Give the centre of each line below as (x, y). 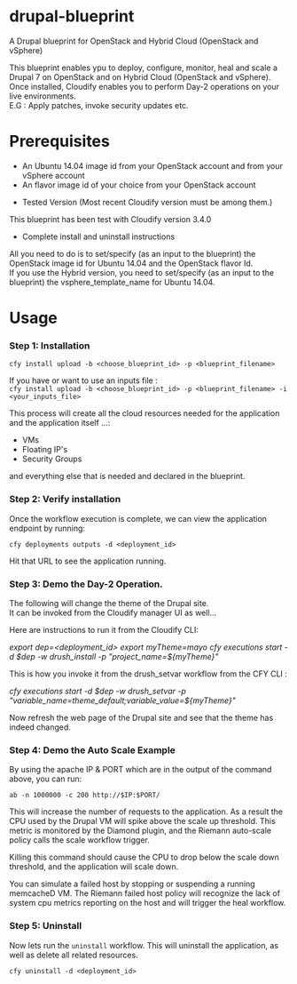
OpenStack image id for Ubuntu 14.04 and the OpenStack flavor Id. (131, 263)
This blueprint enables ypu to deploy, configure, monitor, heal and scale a (143, 68)
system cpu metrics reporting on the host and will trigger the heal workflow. (148, 903)
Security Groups (52, 459)
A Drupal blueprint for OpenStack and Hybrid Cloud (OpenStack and (134, 41)
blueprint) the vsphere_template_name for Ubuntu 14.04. (112, 282)
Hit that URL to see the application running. (88, 561)
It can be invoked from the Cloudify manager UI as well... (113, 612)
